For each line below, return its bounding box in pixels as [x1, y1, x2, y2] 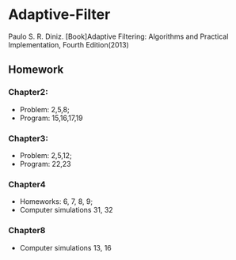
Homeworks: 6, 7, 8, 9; [19, 197, 93, 206]
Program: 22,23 [19, 159, 71, 168]
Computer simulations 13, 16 [19, 243, 112, 252]
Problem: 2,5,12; [19, 150, 73, 160]
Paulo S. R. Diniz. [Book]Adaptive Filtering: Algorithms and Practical [8, 32, 229, 41]
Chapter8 [8, 225, 46, 236]
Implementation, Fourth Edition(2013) [8, 40, 129, 49]
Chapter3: [8, 133, 49, 144]
